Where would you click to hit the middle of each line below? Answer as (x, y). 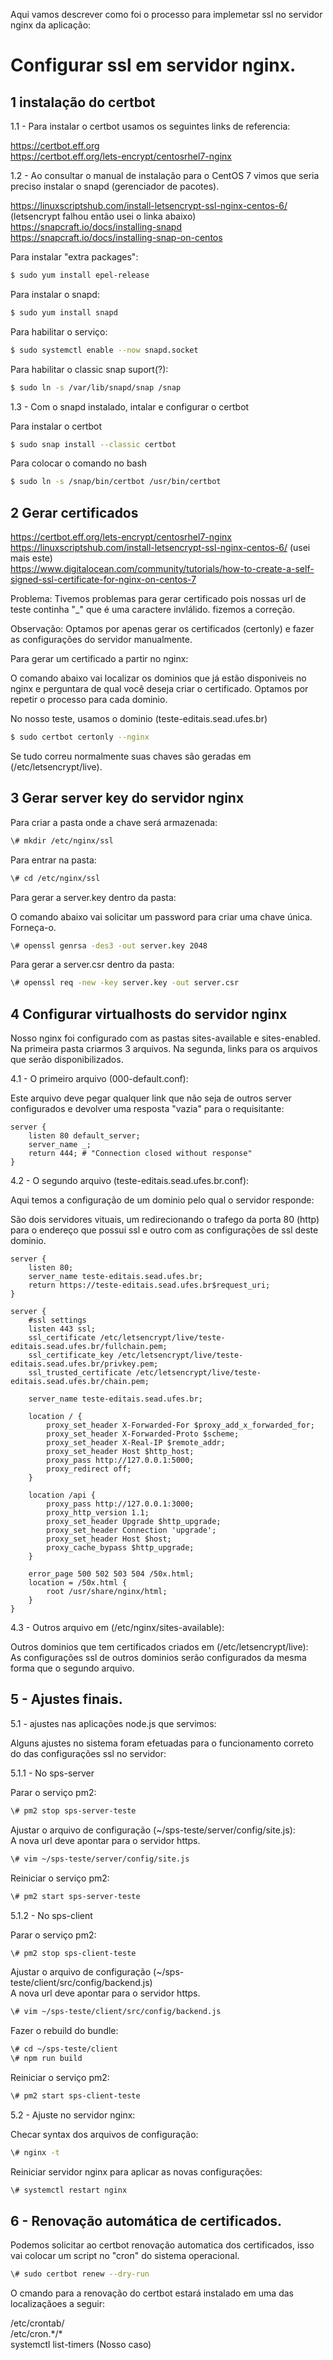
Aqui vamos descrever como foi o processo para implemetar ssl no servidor (166, 14)
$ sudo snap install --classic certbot (93, 444)
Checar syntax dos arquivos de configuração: (104, 2134)
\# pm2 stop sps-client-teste (73, 1953)
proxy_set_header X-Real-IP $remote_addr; (136, 1443)
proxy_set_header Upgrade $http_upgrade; (134, 1522)
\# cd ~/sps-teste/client (64, 2049)
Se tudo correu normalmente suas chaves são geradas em (131, 756)
